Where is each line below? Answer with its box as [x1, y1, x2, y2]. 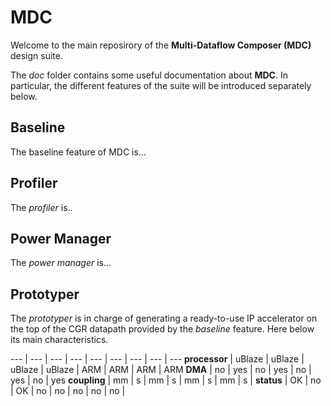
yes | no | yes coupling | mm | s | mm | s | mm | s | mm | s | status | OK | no [10, 374, 322, 386]
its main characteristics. [10, 334, 109, 346]
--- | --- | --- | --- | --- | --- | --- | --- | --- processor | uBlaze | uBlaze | [10, 353, 305, 365]
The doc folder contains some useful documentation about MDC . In [10, 69, 288, 81]
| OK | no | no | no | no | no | [10, 385, 126, 397]
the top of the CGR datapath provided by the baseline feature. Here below [10, 323, 315, 335]
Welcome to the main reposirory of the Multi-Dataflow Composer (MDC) [10, 39, 312, 51]
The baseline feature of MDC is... [10, 146, 147, 158]
